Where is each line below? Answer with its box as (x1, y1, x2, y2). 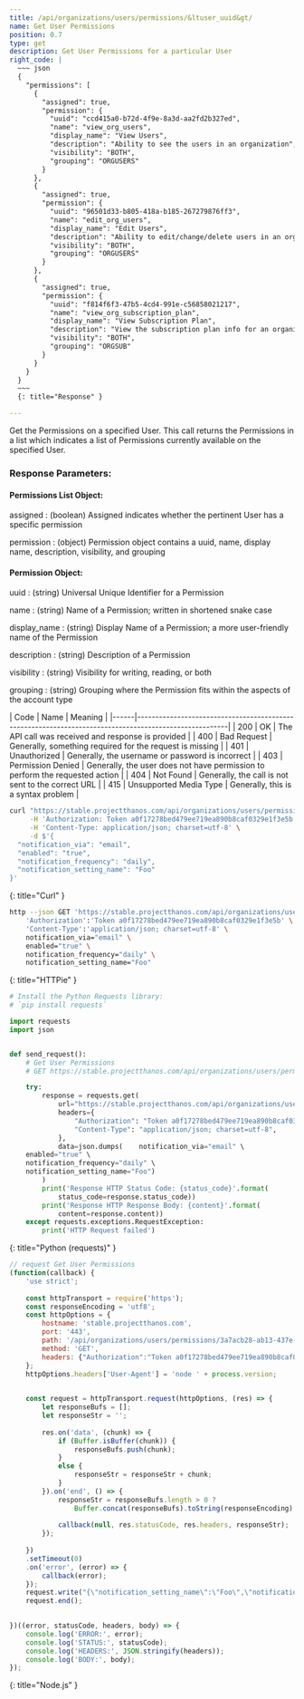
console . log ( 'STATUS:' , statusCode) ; (25, 1637, 168, 1647)
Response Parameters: (9, 467, 112, 479)
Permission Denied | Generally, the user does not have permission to (9, 760, 265, 771)
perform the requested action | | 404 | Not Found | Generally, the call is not (9, 769, 289, 780)
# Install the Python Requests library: (9, 992, 165, 1001)
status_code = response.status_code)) (57, 1192, 196, 1202)
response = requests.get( (42, 1091, 140, 1101)
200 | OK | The (237, 721, 293, 732)
